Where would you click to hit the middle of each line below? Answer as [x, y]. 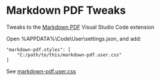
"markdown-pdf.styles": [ [38, 49]
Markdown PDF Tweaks [66, 10]
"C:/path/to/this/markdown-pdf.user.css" [69, 55]
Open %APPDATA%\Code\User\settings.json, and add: [74, 38]
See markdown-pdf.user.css [41, 71]
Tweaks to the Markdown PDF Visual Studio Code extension [80, 27]
